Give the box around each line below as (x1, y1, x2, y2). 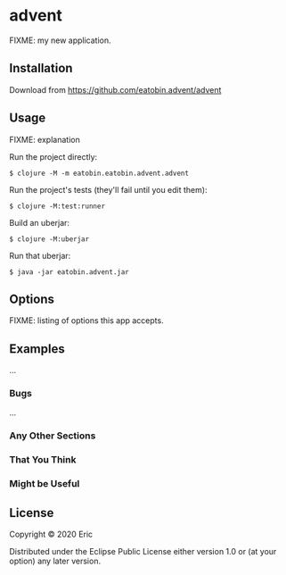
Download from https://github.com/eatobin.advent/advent (9, 84, 222, 95)
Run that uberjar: (9, 250, 71, 261)
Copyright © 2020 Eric (9, 529, 94, 540)
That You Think (9, 454, 77, 466)
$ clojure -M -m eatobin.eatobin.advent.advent (9, 169, 190, 178)
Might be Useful (9, 478, 80, 490)
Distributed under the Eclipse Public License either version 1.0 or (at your (9, 546, 277, 557)
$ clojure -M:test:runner (9, 202, 105, 211)
